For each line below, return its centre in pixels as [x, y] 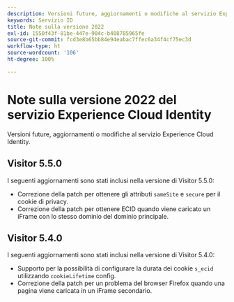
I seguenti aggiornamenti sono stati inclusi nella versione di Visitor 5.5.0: [111, 180]
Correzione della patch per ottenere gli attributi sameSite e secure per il [119, 194]
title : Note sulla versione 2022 [56, 27]
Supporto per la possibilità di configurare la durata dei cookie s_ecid [115, 268]
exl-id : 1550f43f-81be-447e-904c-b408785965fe [76, 33]
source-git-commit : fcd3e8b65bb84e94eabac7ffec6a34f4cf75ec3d [99, 40]
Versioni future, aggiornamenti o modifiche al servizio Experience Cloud [110, 134]
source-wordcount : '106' [43, 53]
